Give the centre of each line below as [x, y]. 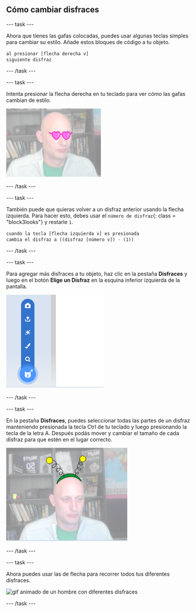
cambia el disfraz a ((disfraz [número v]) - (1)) [70, 240]
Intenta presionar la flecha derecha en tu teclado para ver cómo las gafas [96, 94]
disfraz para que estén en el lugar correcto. [59, 439]
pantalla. [17, 286]
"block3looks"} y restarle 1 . [39, 222]
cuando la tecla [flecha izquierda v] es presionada [73, 234]
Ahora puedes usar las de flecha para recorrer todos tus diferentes [88, 574]
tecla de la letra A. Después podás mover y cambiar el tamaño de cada [93, 433]
